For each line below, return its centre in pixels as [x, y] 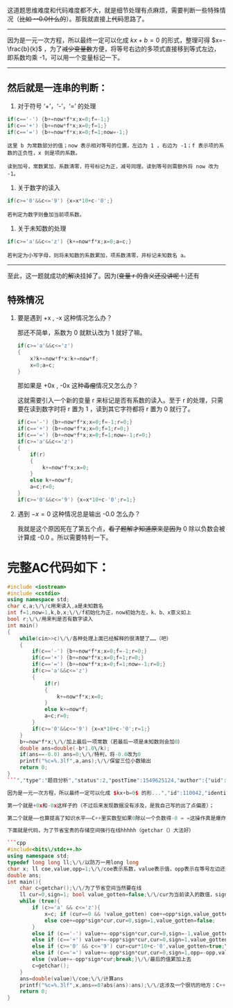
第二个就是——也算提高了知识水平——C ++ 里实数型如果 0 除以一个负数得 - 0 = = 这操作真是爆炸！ [119, 818]
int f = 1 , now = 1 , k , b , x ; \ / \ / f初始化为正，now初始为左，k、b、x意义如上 [100, 613]
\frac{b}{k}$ [25, 49]
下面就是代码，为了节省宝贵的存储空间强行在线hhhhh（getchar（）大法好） [101, 831]
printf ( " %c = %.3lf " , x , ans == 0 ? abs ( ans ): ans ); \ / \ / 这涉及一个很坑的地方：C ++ [123, 985]
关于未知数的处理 [42, 228]
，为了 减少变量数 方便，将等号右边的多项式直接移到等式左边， [132, 49]
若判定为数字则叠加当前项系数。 [46, 215]
